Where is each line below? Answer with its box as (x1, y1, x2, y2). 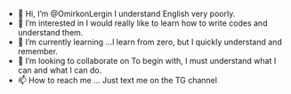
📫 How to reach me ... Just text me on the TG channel (17, 75, 218, 85)
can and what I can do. (17, 65, 102, 75)
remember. (17, 46, 58, 57)
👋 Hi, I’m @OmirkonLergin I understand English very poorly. (17, 9, 236, 19)
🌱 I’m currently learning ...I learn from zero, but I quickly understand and (17, 36, 282, 47)
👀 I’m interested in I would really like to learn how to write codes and (17, 18, 268, 28)
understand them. (17, 27, 84, 37)
